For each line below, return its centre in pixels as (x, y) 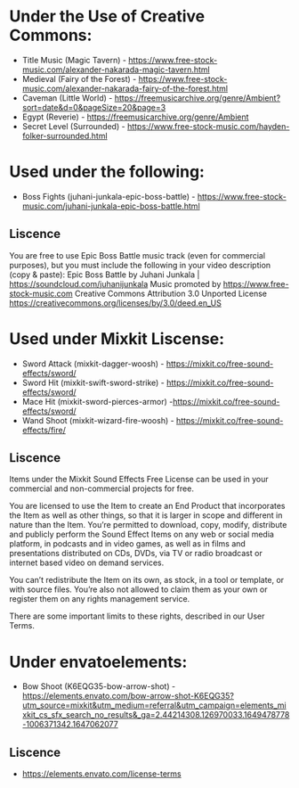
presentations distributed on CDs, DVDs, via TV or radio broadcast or (136, 554)
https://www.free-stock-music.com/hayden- (209, 126)
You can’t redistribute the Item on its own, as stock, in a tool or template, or (147, 580)
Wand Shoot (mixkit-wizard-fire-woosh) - (98, 420)
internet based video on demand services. (87, 562)
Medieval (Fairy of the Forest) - (79, 78)
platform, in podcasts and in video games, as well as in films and (128, 544)
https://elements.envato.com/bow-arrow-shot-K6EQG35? (128, 696)
